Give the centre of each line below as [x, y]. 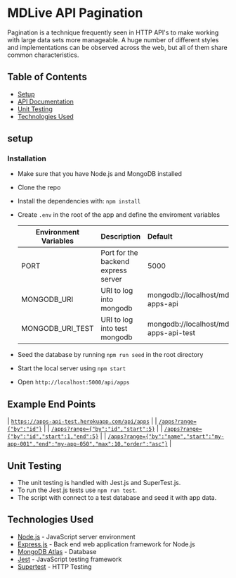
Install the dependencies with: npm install [79, 201]
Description [121, 237]
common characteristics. [43, 55]
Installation [27, 158]
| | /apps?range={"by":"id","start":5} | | [103, 429]
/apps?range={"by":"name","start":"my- [166, 437]
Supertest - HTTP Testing [54, 566]
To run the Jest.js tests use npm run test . [77, 490]
